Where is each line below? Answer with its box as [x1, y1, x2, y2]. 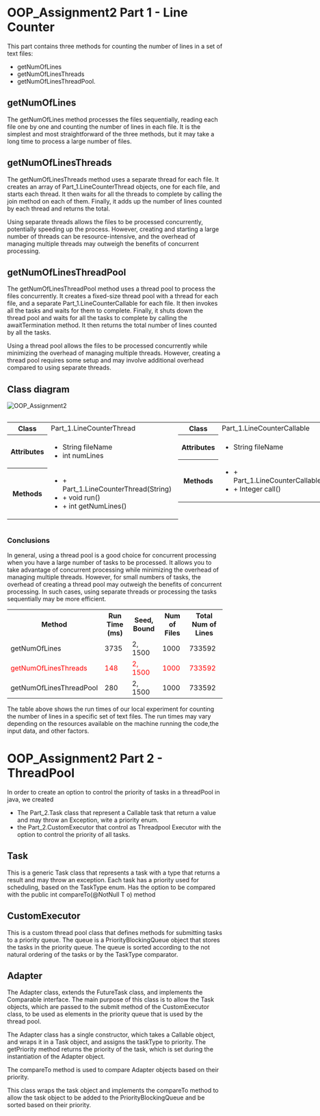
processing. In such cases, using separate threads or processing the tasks [7, 587, 217, 596]
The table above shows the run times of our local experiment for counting [7, 705, 215, 713]
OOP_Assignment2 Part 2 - [7, 751, 163, 766]
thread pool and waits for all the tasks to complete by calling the [7, 314, 188, 322]
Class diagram [7, 383, 70, 395]
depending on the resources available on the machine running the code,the [7, 719, 219, 727]
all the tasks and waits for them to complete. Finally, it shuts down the [7, 306, 204, 315]
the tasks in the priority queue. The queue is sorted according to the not [7, 943, 211, 951]
